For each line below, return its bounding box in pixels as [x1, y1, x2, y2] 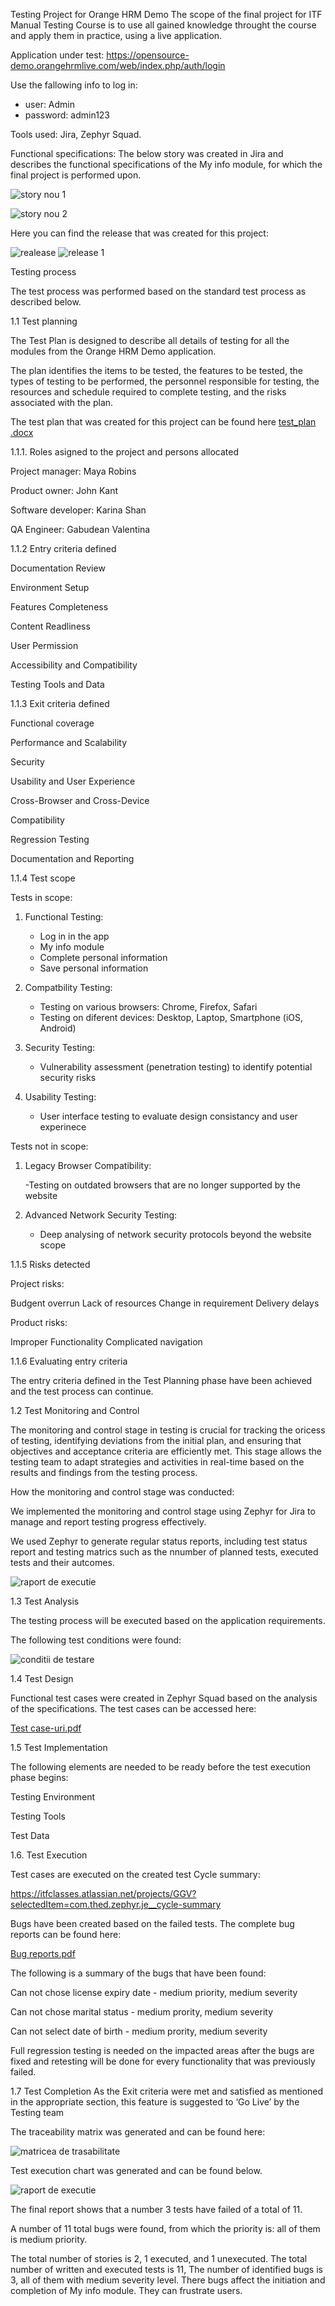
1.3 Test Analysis [10, 1595, 80, 1607]
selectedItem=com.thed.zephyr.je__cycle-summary [10, 1899, 222, 1910]
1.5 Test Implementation [10, 1742, 108, 1753]
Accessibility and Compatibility [10, 659, 138, 671]
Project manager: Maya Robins [10, 465, 137, 477]
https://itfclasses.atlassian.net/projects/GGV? [10, 1888, 197, 1899]
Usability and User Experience [10, 775, 136, 787]
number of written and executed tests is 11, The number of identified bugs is [10, 2264, 323, 2275]
